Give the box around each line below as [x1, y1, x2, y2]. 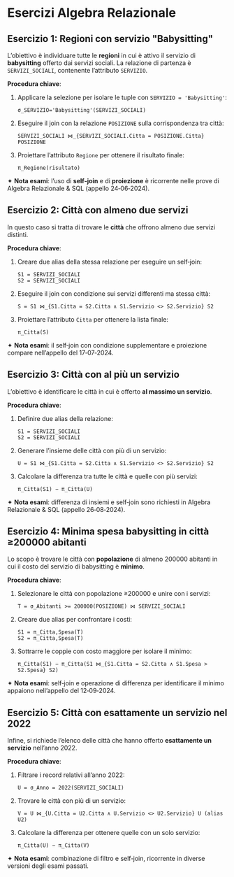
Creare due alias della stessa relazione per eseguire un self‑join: [17, 257, 203, 266]
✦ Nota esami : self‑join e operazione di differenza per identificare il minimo [7, 679, 225, 687]
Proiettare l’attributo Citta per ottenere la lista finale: [17, 315, 169, 323]
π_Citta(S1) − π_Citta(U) [17, 485, 93, 492]
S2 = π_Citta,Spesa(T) [17, 635, 84, 642]
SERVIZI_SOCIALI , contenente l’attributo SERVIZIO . [7, 66, 148, 74]
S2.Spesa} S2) [17, 666, 59, 674]
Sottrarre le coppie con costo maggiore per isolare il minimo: [17, 647, 192, 655]
